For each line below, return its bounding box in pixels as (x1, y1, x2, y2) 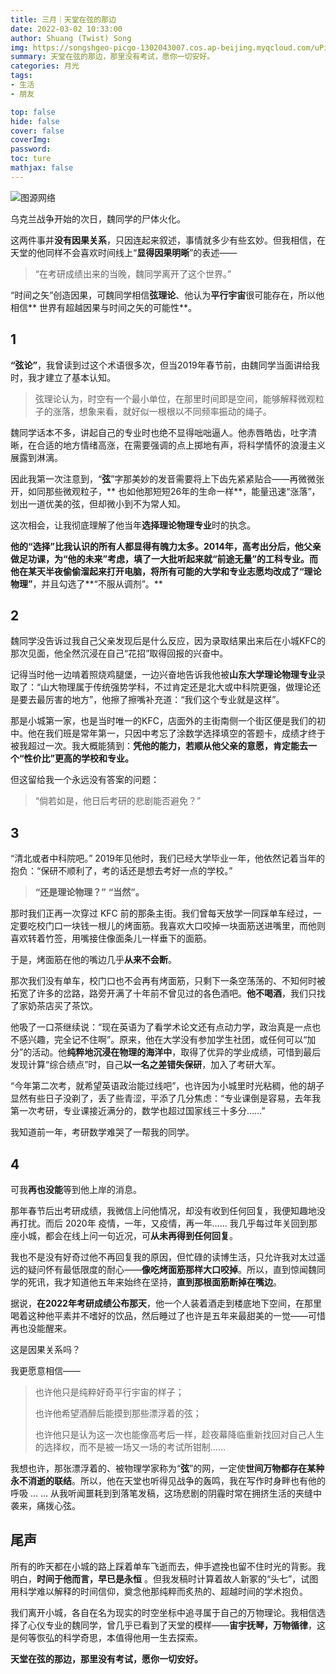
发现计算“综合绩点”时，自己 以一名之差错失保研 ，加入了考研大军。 (10, 1059, 282, 1071)
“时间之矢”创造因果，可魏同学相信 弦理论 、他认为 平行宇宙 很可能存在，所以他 (10, 289, 325, 301)
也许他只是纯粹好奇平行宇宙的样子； (34, 1386, 185, 1398)
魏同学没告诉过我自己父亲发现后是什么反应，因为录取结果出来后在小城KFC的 (10, 635, 326, 647)
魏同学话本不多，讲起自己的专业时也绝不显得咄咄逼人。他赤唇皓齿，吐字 (10, 426, 308, 438)
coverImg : (10, 135, 52, 145)
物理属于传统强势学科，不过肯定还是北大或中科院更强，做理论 (58, 681, 313, 693)
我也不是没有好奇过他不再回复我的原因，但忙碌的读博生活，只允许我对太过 (10, 1251, 317, 1263)
